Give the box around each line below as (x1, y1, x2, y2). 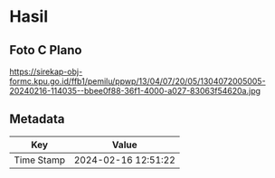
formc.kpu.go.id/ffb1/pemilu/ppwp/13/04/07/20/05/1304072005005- (9, 76, 266, 87)
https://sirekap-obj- (9, 66, 83, 77)
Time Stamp (14, 154, 66, 166)
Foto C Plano (9, 42, 82, 58)
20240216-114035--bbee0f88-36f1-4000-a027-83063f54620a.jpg (9, 86, 261, 96)
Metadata (9, 111, 65, 127)
